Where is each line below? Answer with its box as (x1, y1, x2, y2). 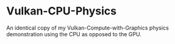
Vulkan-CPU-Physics (6, 4, 117, 18)
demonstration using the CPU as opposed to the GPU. (6, 30, 141, 37)
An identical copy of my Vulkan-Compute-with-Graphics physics (6, 24, 169, 31)
